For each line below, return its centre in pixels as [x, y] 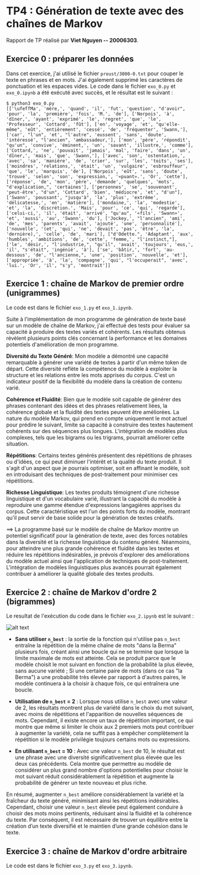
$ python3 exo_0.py [30, 103]
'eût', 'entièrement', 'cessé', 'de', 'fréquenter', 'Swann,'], [106, 130]
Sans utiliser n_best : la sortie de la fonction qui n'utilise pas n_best [98, 639]
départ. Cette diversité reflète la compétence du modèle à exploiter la [92, 369]
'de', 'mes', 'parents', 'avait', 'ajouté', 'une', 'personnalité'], [95, 223]
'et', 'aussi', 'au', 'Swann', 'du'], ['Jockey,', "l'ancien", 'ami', [96, 218]
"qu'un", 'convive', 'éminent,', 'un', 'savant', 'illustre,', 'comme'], [100, 145]
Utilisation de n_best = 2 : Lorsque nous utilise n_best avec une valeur [101, 701]
